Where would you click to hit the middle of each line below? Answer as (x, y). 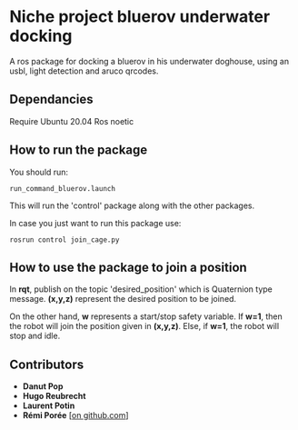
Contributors (47, 364)
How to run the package (79, 150)
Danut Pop (43, 386)
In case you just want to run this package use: (95, 223)
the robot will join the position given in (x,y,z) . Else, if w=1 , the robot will (144, 326)
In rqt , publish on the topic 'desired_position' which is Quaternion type (141, 289)
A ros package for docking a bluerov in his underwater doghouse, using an (149, 61)
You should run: (39, 172)
